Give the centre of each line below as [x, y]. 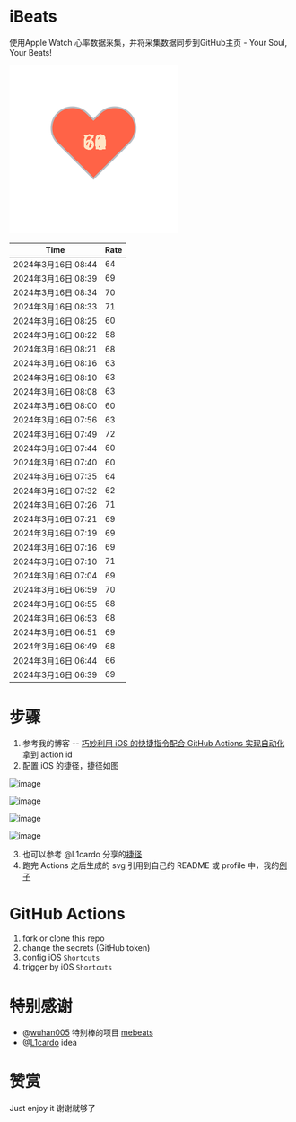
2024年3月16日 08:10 [55, 378]
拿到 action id [48, 754]
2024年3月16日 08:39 [55, 278]
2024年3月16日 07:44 [55, 448]
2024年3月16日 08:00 [55, 406]
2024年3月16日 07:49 [55, 434]
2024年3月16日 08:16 [55, 363]
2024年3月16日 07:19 [55, 533]
